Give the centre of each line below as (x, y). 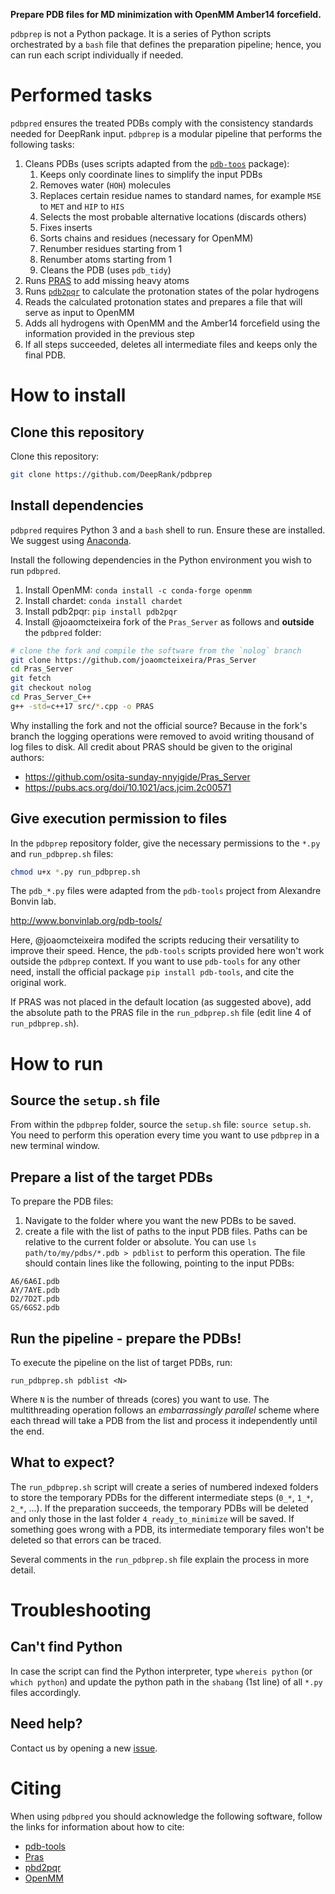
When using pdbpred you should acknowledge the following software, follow (166, 1816)
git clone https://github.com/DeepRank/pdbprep (111, 474)
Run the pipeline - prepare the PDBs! (126, 1338)
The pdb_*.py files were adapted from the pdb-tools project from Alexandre (166, 891)
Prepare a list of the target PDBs (111, 1177)
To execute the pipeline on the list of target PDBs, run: (121, 1363)
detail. (23, 1570)
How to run (57, 1063)
